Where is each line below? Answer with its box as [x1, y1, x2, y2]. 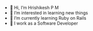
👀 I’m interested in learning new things [9, 10, 88, 16]
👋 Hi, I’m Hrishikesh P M [9, 5, 59, 10]
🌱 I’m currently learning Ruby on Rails [9, 15, 87, 21]
